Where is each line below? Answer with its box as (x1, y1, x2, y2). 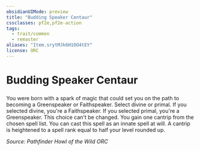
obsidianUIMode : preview (6, 8, 68, 15)
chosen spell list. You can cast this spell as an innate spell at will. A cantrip (6, 120, 190, 127)
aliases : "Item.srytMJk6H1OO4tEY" (6, 42, 93, 48)
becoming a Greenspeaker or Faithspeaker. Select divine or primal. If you (6, 101, 187, 108)
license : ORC (6, 48, 39, 54)
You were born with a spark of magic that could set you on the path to (6, 94, 180, 101)
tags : (6, 25, 20, 32)
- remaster (11, 36, 39, 42)
